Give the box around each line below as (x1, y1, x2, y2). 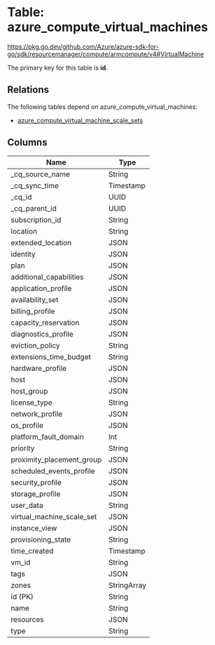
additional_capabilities (11, 272, 84, 282)
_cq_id (11, 192, 32, 202)
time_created (11, 546, 54, 556)
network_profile (11, 409, 63, 419)
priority (11, 443, 35, 453)
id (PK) (11, 592, 34, 601)
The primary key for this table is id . (7, 63, 109, 72)
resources (11, 614, 44, 624)
